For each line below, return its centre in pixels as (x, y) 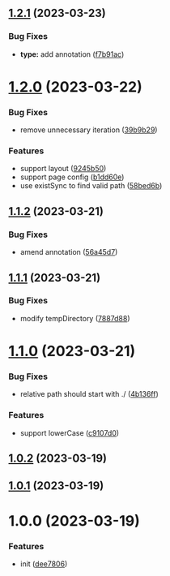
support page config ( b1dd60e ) (72, 177)
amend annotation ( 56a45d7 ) (69, 252)
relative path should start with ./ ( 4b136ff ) (89, 394)
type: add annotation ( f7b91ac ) (72, 54)
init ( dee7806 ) (44, 564)
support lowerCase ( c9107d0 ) (70, 432)
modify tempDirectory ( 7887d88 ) (75, 318)
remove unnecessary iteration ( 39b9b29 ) (89, 130)
